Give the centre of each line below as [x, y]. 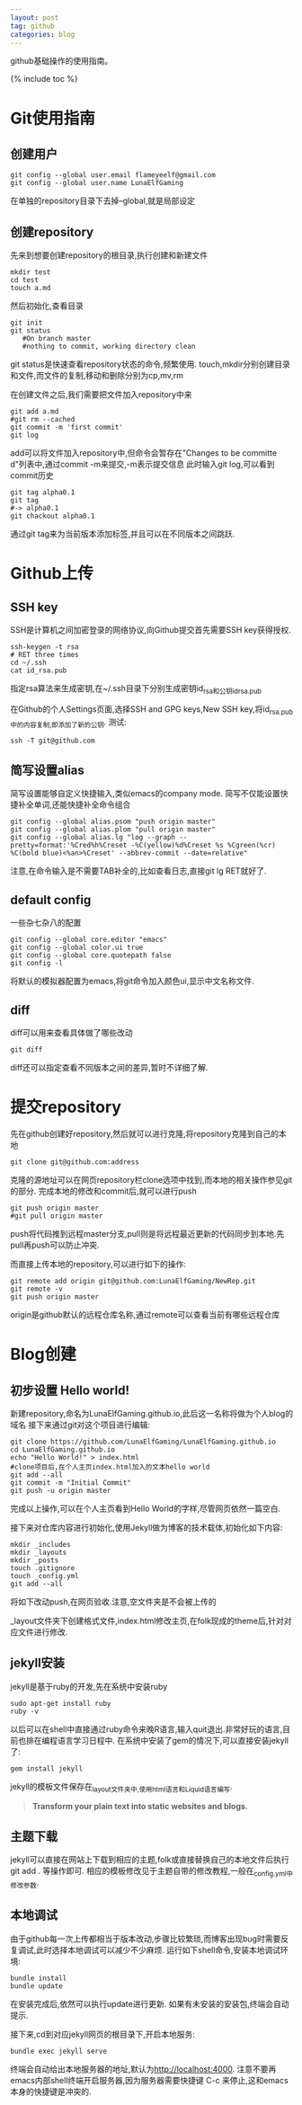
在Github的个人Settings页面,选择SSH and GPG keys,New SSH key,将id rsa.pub [152, 710]
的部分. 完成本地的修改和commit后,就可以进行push [103, 1191]
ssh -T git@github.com [53, 741]
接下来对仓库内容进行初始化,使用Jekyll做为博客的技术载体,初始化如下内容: [147, 1527]
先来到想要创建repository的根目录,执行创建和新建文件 [109, 255]
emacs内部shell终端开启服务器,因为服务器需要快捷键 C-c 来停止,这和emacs [149, 2080]
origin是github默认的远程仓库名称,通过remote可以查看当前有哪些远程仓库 [145, 1314]
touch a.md [31, 289]
